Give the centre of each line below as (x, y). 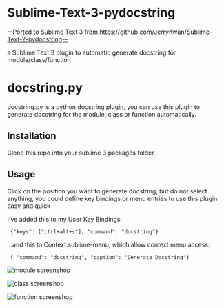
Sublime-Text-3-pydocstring (91, 13)
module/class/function (39, 59)
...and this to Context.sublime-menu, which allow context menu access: (109, 244)
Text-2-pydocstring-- (38, 39)
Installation (32, 136)
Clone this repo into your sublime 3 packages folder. (81, 153)
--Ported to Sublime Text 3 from (53, 32)
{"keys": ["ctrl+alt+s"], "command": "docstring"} (84, 232)
